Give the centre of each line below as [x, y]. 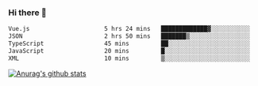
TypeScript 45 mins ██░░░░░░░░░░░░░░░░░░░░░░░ [129, 44]
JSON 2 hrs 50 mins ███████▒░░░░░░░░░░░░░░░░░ [129, 36]
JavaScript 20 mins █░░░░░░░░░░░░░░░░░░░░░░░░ [129, 50]
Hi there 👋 [28, 13]
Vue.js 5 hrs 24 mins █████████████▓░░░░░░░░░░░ [129, 29]
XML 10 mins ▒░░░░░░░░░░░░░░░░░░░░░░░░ [129, 58]
